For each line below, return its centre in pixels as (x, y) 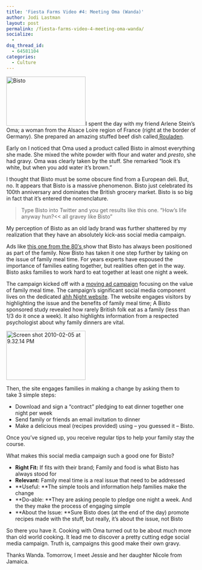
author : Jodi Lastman (33, 18)
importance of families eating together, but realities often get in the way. (96, 265)
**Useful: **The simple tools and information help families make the (101, 487)
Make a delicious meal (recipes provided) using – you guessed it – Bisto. (105, 426)
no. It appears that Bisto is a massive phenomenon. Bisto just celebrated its (99, 186)
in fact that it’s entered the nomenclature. (57, 198)
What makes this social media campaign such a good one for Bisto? (90, 455)
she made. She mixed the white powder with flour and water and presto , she (101, 154)
